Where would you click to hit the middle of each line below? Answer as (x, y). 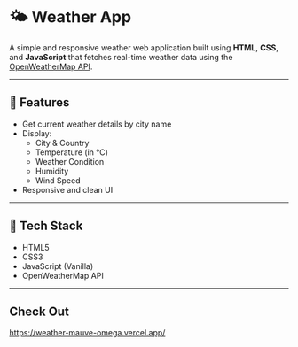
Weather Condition (70, 161)
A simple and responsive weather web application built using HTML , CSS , (144, 47)
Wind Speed (58, 180)
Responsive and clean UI (67, 189)
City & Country (62, 143)
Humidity (52, 171)
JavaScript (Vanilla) (58, 266)
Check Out (39, 311)
